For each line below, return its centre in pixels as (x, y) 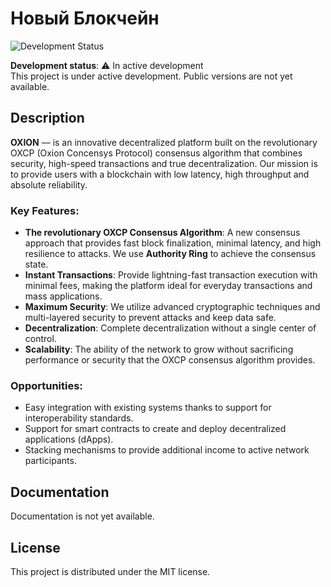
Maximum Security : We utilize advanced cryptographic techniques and (172, 307)
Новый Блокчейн (85, 18)
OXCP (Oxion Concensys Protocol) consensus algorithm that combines (156, 153)
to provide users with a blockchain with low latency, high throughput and (160, 174)
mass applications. (63, 296)
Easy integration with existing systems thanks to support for (148, 408)
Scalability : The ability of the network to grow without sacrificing (159, 349)
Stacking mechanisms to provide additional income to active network (167, 450)
